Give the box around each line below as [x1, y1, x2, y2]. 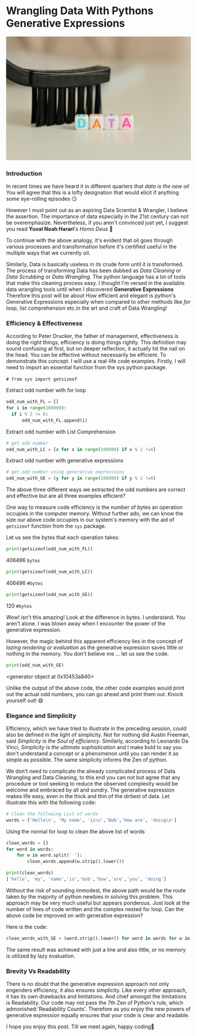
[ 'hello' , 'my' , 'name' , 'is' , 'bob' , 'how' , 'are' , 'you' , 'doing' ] [6, 876, 167, 882]
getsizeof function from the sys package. [6, 522, 107, 529]
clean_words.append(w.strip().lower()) [27, 859, 125, 865]
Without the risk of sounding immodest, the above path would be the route [6, 886, 186, 893]
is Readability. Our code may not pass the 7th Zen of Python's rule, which [6, 999, 184, 1007]
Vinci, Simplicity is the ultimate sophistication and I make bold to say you [6, 743, 182, 750]
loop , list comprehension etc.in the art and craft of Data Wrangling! [6, 304, 167, 312]
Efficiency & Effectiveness [6, 319, 83, 327]
